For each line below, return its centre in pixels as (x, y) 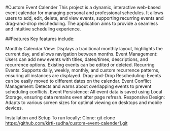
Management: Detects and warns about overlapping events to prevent (78, 86)
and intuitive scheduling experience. (43, 29)
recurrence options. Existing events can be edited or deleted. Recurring (80, 65)
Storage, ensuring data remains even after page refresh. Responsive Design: (85, 97)
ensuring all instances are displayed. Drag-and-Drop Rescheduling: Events (83, 75)
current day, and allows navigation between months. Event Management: (81, 54)
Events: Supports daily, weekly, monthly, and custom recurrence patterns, (82, 70)
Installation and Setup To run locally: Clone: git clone (60, 118)
